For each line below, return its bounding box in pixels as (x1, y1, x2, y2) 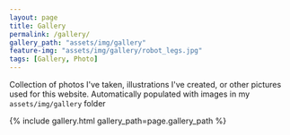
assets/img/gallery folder (9, 98, 106, 108)
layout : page (9, 13, 58, 22)
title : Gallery (9, 21, 66, 30)
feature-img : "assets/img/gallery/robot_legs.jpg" (9, 46, 203, 55)
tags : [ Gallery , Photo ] (9, 55, 99, 63)
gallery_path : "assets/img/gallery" (9, 38, 146, 47)
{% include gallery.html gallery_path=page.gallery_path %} (9, 115, 227, 126)
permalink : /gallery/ (9, 30, 91, 38)
